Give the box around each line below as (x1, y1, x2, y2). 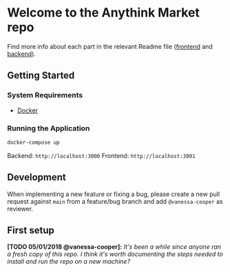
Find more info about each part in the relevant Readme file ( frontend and (7, 42, 213, 50)
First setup (7, 224, 55, 236)
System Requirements (7, 90, 83, 100)
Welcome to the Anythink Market (7, 5, 200, 21)
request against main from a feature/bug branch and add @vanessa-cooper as (7, 197, 223, 205)
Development (7, 171, 67, 184)
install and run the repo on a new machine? (7, 258, 131, 266)
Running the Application (7, 123, 90, 133)
